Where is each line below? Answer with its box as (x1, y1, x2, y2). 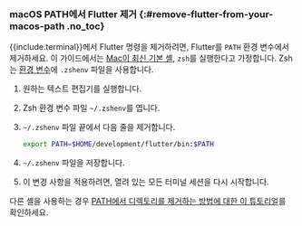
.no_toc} (66, 20, 105, 33)
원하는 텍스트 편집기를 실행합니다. (22, 83, 142, 94)
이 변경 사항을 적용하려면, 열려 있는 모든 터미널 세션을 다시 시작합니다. (22, 176, 269, 187)
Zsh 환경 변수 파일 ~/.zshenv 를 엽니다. (22, 102, 161, 114)
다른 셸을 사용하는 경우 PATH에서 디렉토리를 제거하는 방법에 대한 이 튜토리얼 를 (9, 196, 287, 207)
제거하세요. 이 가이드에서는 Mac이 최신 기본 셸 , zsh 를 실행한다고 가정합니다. (9, 52, 278, 64)
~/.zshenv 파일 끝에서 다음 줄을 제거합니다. (22, 122, 176, 133)
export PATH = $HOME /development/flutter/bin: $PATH (22, 140, 215, 149)
